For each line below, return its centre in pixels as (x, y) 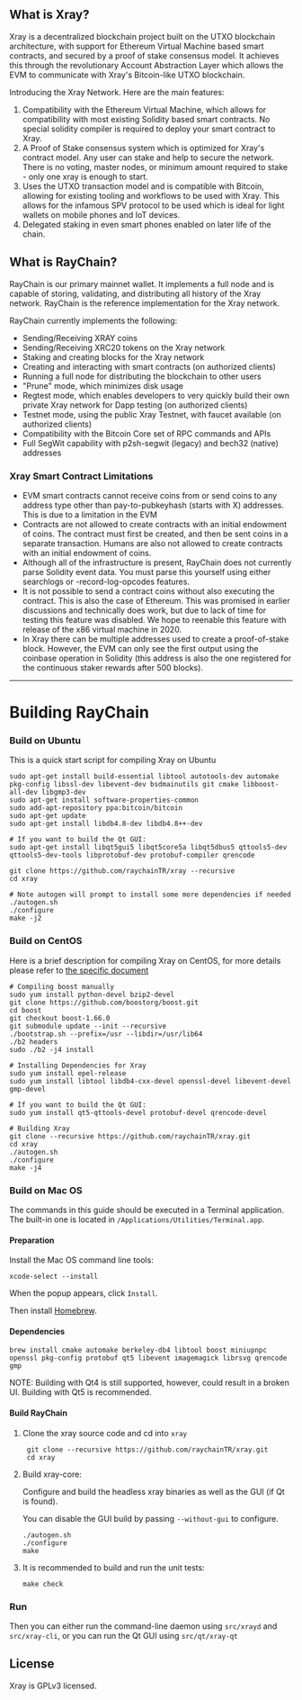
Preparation (32, 1240)
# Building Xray (40, 1129)
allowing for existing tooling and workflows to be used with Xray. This (151, 195)
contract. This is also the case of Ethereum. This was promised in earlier (156, 600)
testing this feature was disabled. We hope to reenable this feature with (154, 619)
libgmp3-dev (64, 792)
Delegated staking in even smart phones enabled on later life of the (147, 224)
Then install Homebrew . (53, 1311)
